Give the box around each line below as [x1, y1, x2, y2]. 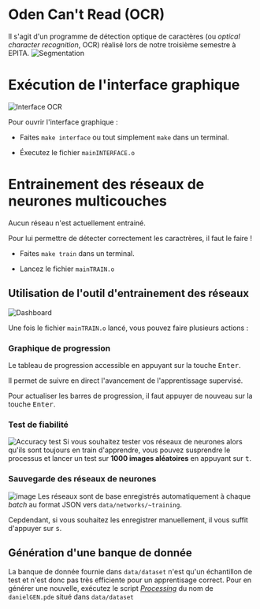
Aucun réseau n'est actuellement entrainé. [8, 218, 146, 228]
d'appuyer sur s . [8, 523, 62, 533]
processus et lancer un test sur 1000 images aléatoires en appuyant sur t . [8, 454, 252, 463]
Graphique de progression [8, 343, 111, 354]
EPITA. [8, 48, 30, 58]
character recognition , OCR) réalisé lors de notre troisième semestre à [8, 39, 236, 49]
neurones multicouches [8, 192, 168, 210]
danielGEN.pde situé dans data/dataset [8, 592, 134, 602]
